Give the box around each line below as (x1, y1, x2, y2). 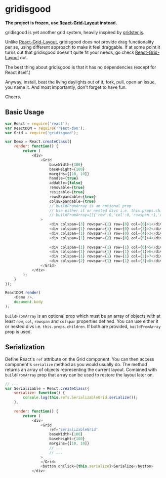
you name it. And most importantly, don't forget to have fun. (5, 84, 127, 90)
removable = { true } (49, 185, 85, 190)
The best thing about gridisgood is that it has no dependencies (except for (5, 64, 157, 70)
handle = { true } (49, 176, 79, 181)
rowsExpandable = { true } (49, 194, 96, 199)
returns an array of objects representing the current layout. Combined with (5, 367, 157, 372)
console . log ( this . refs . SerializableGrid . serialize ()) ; (23, 395, 138, 400)
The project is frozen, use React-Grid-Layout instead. (5, 20, 117, 26)
